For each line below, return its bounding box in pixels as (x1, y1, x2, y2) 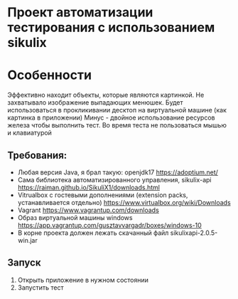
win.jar (17, 236, 38, 244)
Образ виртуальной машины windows (17, 213, 133, 221)
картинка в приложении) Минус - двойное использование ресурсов (7, 113, 215, 122)
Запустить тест (17, 283, 64, 292)
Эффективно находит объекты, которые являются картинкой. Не (7, 90, 205, 100)
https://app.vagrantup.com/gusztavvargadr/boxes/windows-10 (17, 221, 202, 229)
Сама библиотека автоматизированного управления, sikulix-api (17, 175, 212, 184)
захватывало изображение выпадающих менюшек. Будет (7, 98, 183, 107)
